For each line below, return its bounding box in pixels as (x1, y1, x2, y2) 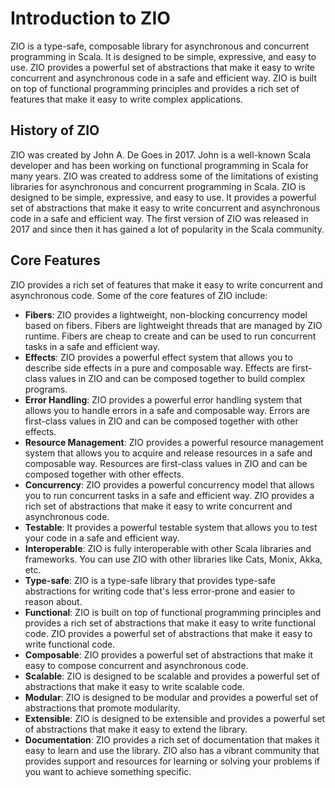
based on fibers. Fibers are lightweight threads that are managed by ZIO (24, 319, 323, 331)
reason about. (24, 595, 83, 607)
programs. (24, 383, 68, 395)
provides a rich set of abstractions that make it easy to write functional (24, 617, 317, 629)
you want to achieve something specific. (24, 765, 192, 777)
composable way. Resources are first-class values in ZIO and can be (24, 457, 308, 469)
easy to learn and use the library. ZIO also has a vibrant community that (24, 744, 320, 756)
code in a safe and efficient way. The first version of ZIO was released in (10, 212, 309, 224)
